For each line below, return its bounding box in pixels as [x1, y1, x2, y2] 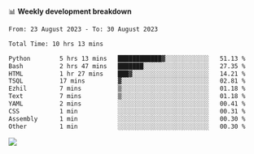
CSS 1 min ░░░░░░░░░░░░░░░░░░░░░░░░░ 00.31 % [8, 107, 246, 115]
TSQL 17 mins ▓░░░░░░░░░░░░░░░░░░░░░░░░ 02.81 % [8, 77, 246, 85]
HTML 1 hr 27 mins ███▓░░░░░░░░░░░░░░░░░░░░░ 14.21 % [8, 70, 246, 78]
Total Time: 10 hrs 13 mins [8, 40, 104, 48]
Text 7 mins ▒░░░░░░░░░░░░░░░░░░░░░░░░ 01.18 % [8, 92, 246, 101]
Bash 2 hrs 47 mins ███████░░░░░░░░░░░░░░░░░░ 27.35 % [8, 62, 246, 71]
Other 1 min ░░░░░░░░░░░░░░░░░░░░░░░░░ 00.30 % [8, 122, 246, 130]
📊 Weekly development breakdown [8, 6, 132, 16]
